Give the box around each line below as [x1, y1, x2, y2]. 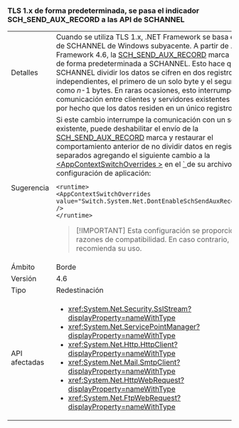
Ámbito [11, 262, 36, 272]
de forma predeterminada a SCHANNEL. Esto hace [55, 59, 225, 69]
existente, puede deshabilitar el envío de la [55, 124, 199, 134]
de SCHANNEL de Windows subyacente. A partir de [55, 41, 229, 51]
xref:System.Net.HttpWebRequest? [68, 375, 185, 385]
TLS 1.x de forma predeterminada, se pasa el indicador [7, 6, 200, 16]
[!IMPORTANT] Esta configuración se [75, 226, 201, 236]
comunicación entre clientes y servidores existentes [55, 95, 230, 105]
